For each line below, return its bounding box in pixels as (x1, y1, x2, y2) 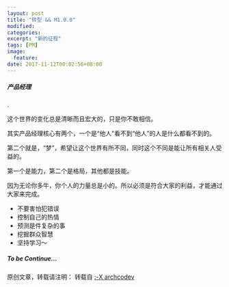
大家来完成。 (7, 189, 43, 198)
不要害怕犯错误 (16, 204, 59, 213)
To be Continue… (7, 254, 57, 263)
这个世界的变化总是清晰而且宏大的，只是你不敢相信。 (7, 114, 157, 123)
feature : (13, 55, 38, 61)
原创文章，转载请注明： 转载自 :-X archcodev (7, 273, 135, 281)
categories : (7, 29, 41, 36)
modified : (7, 23, 36, 29)
